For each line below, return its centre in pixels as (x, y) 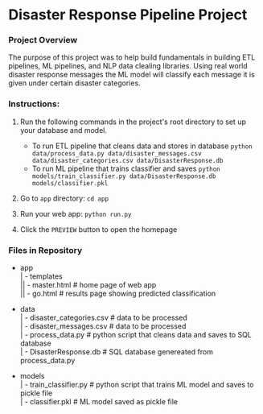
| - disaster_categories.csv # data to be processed (103, 318)
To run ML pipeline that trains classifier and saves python (126, 168)
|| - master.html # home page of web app (88, 285)
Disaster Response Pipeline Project (128, 15)
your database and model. (63, 130)
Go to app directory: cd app (64, 198)
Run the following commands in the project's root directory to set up (133, 122)
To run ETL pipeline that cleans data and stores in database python (142, 146)
